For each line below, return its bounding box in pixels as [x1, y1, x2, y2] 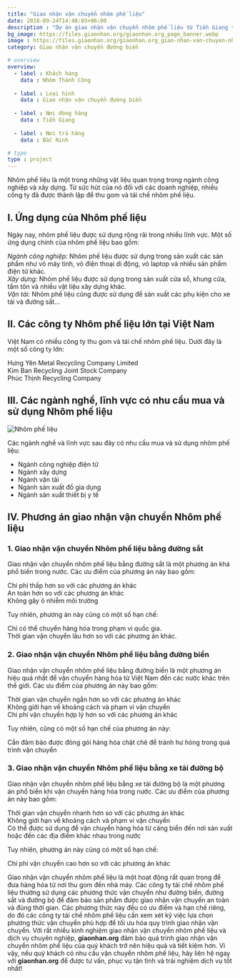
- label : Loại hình [14, 90, 75, 97]
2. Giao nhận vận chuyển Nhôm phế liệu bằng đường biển [7, 650, 209, 660]
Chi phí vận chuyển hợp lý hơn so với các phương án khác [7, 710, 178, 718]
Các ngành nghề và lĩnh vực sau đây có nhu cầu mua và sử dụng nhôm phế [7, 438, 230, 447]
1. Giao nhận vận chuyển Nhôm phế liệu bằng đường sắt [7, 543, 204, 553]
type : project [7, 156, 53, 163]
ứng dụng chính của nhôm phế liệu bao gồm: [7, 237, 139, 247]
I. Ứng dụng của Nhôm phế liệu [7, 212, 146, 224]
